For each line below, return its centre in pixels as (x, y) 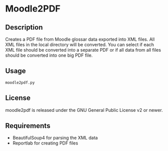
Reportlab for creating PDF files (45, 143)
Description (24, 27)
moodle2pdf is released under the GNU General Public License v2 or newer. (84, 110)
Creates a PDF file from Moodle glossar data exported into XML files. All (80, 39)
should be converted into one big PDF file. (49, 55)
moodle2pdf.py (20, 83)
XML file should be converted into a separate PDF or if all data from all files (83, 50)
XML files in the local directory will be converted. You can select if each (80, 45)
